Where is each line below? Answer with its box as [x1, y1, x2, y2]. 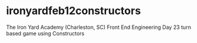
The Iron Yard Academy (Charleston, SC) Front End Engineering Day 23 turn [6, 24, 191, 31]
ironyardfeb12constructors [6, 4, 141, 18]
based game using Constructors [6, 29, 85, 37]
